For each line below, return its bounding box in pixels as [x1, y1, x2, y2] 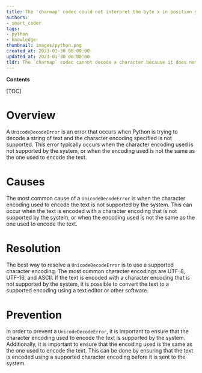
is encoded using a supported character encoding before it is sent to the [6, 353, 186, 361]
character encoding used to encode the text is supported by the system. [6, 334, 186, 342]
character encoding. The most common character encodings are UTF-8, [6, 268, 185, 275]
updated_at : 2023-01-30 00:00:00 [6, 54, 90, 60]
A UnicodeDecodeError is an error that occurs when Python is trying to [6, 128, 179, 135]
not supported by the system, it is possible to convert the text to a [6, 280, 170, 288]
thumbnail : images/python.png [6, 43, 82, 49]
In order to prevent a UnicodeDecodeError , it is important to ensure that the [6, 328, 189, 335]
